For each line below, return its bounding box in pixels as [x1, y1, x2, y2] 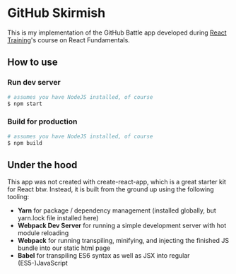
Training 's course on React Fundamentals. [7, 35, 131, 44]
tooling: [7, 193, 30, 201]
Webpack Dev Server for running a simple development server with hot [17, 221, 227, 230]
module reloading [17, 229, 69, 237]
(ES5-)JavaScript [17, 259, 69, 268]
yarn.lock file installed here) [17, 214, 99, 222]
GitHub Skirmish [7, 5, 106, 21]
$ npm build [7, 139, 42, 146]
